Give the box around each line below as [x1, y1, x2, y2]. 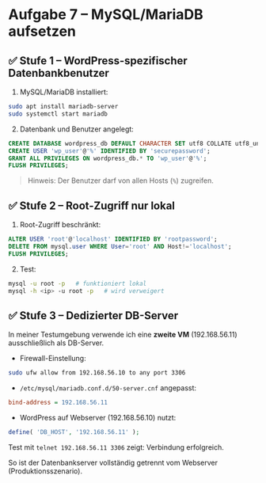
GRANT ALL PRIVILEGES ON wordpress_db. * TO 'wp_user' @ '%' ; [8, 154, 207, 162]
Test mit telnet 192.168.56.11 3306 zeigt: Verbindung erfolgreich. [8, 442, 224, 452]
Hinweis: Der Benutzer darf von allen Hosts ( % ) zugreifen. [27, 176, 214, 185]
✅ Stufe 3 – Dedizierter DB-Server [8, 309, 179, 322]
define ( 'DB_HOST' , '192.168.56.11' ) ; [8, 428, 140, 436]
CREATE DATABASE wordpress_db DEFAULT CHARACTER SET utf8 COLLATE [8, 139, 232, 147]
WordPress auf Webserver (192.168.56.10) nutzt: [19, 413, 177, 422]
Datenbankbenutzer [8, 66, 109, 80]
